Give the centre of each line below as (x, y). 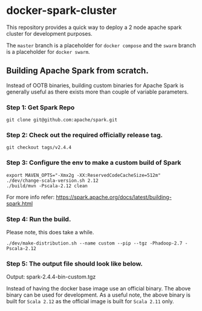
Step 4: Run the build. (39, 219)
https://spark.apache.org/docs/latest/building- (114, 197)
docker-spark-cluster (61, 11)
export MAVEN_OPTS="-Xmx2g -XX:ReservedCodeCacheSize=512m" (84, 175)
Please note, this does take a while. (50, 232)
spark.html (20, 204)
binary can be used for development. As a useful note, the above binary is (98, 295)
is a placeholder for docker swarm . (48, 51)
